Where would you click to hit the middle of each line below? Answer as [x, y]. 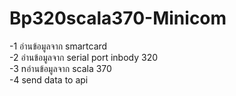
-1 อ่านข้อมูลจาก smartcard [58, 46]
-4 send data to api [49, 79]
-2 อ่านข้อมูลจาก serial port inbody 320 [84, 57]
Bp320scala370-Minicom [118, 18]
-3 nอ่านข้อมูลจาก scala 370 [60, 68]
